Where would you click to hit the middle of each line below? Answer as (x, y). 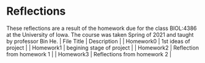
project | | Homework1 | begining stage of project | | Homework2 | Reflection (102, 48)
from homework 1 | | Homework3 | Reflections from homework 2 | (89, 54)
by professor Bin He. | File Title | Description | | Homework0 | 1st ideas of (99, 41)
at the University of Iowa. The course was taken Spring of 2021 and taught (100, 34)
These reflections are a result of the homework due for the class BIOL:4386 (102, 28)
